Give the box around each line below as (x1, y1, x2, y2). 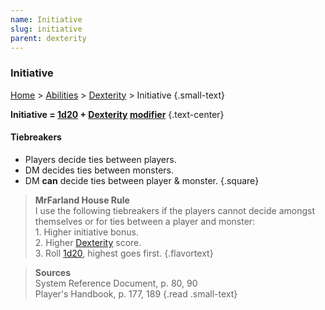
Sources (34, 266, 72, 278)
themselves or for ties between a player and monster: (34, 215, 256, 227)
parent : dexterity (10, 33, 87, 43)
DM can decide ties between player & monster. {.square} (24, 174, 260, 186)
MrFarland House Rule (34, 194, 130, 206)
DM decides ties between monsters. (24, 164, 175, 176)
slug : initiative (10, 24, 83, 34)
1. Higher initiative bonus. (34, 226, 139, 238)
